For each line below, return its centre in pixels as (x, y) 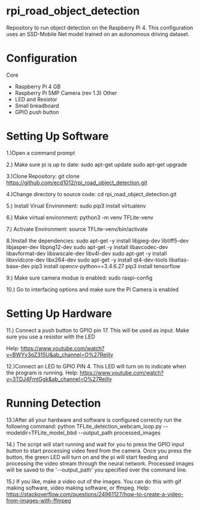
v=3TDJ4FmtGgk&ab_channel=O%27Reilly (59, 379)
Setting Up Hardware (59, 314)
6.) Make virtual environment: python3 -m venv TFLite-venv (80, 217)
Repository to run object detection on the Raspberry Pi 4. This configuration (100, 28)
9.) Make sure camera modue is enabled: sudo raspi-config (79, 278)
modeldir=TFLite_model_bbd (42, 433)
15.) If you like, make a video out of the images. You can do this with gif (94, 481)
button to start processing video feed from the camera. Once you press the (99, 451)
